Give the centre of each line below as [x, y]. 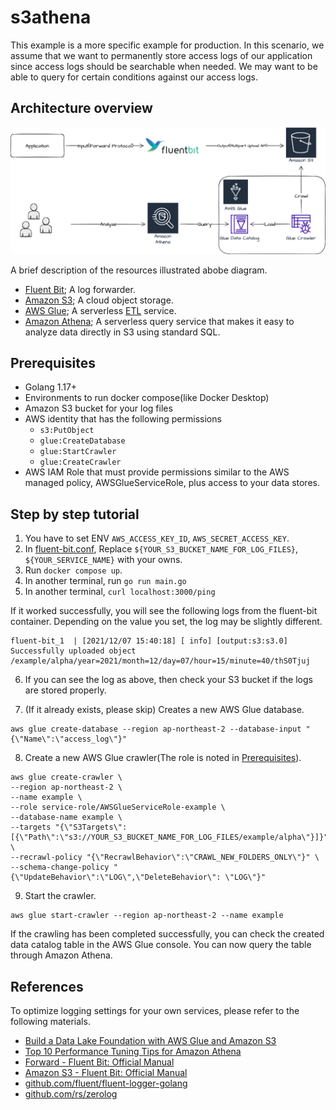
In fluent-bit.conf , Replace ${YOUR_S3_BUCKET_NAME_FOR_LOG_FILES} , [161, 549]
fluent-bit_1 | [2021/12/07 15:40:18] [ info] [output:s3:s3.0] [149, 641]
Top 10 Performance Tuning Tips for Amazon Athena [133, 1051]
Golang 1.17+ [51, 387]
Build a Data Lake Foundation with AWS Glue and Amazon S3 [150, 1040]
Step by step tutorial [75, 514]
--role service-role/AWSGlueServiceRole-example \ [118, 807]
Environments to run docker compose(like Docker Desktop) [147, 398]
